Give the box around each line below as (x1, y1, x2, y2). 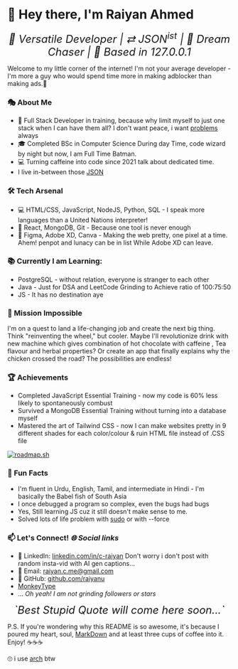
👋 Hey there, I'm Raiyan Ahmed (7, 6, 194, 23)
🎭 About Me (7, 97, 52, 107)
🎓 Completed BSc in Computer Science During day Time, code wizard (17, 139, 226, 148)
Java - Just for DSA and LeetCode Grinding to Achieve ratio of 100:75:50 (17, 282, 231, 291)
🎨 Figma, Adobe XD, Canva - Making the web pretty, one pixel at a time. (17, 230, 228, 239)
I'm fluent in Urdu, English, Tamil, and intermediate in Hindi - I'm (17, 484, 205, 493)
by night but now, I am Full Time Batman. (17, 149, 137, 159)
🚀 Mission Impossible (7, 308, 83, 318)
